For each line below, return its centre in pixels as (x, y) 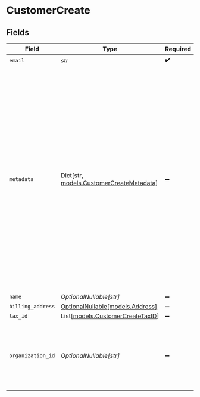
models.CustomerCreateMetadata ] (109, 183)
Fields (18, 32)
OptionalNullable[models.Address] (109, 306)
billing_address (32, 306)
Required (178, 49)
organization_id (32, 356)
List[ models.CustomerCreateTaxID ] (110, 316)
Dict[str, (72, 175)
